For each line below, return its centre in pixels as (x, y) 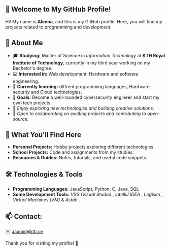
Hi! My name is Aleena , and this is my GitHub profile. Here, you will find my (84, 21)
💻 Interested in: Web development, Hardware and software (75, 74)
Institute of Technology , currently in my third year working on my (81, 63)
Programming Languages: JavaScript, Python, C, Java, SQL (76, 189)
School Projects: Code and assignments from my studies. (73, 152)
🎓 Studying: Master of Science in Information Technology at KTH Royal (89, 55)
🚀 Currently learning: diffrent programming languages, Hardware (81, 86)
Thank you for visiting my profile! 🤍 (42, 243)
